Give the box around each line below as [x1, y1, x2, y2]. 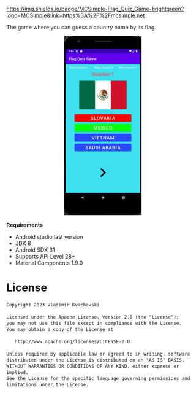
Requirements [6, 221, 43, 229]
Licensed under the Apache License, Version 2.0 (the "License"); [6, 314, 179, 320]
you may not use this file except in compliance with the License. [6, 320, 183, 326]
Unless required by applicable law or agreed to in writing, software [6, 351, 190, 357]
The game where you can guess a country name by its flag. [6, 24, 156, 31]
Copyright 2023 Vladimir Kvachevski [6, 302, 100, 308]
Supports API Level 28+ [15, 253, 75, 260]
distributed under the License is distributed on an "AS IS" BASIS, [6, 357, 185, 363]
